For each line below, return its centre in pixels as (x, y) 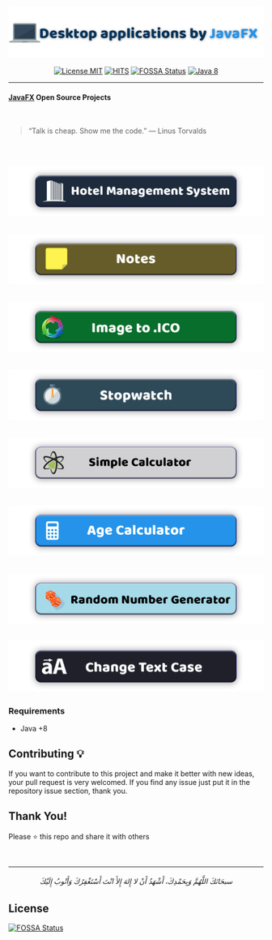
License (29, 908)
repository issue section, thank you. (68, 791)
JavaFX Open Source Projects (60, 97)
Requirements (37, 710)
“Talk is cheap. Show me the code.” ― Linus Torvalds (117, 131)
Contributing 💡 (47, 754)
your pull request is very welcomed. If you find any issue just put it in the (130, 782)
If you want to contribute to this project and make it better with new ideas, (132, 774)
